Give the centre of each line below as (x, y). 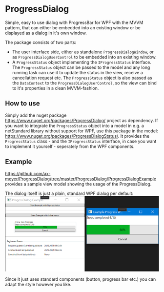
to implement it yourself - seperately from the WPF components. (70, 146)
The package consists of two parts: (41, 42)
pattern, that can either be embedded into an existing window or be (73, 27)
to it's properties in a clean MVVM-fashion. (55, 88)
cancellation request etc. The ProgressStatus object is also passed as (82, 78)
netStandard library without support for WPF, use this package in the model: (82, 131)
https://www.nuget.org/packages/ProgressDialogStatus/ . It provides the (77, 136)
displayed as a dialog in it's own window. (46, 33)
